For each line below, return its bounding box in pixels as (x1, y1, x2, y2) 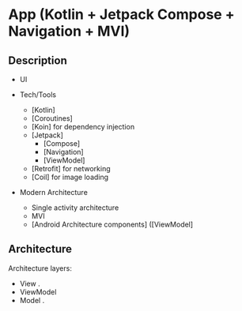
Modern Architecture (19, 188, 89, 197)
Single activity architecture (31, 203, 119, 212)
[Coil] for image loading (31, 172, 109, 182)
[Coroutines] (31, 114, 73, 123)
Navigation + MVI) (8, 22, 130, 40)
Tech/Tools (19, 90, 57, 99)
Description (8, 54, 67, 67)
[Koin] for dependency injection (31, 122, 135, 131)
